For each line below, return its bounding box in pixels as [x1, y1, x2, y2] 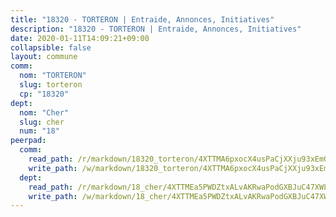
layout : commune [10, 52, 78, 62]
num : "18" [19, 126, 60, 136]
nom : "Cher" [19, 107, 70, 118]
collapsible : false [10, 42, 92, 53]
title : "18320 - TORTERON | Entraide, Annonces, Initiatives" [10, 14, 275, 25]
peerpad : [10, 136, 47, 146]
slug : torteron [19, 80, 83, 90]
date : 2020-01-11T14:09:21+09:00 [10, 33, 150, 43]
